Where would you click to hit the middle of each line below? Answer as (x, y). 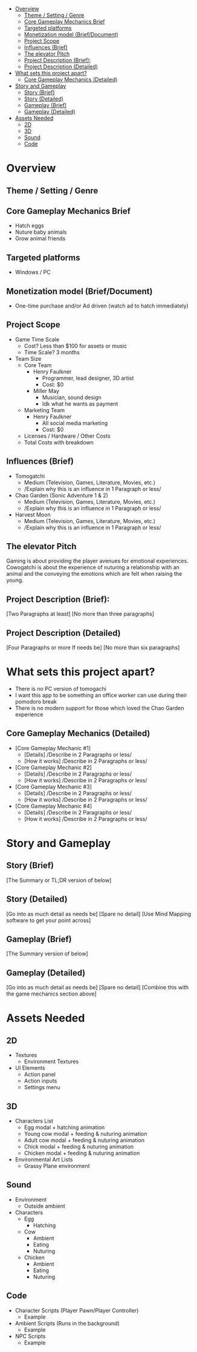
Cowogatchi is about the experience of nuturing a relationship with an (93, 567)
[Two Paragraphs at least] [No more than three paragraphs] (80, 614)
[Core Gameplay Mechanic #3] (53, 786)
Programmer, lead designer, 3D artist (88, 378)
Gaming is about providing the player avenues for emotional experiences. (97, 561)
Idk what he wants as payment (80, 404)
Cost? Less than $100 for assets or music (76, 346)
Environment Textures (51, 1061)
